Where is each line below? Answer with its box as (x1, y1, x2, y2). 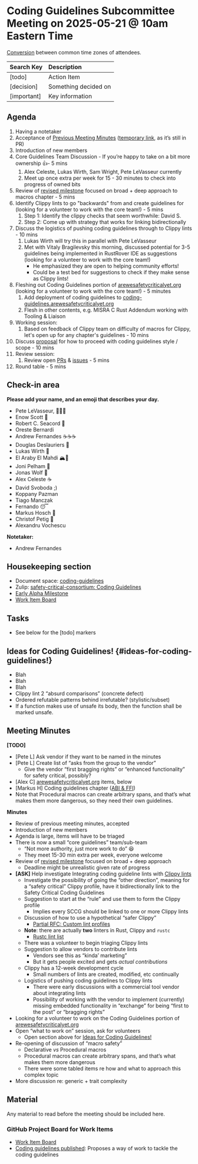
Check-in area (6, 380, 60, 390)
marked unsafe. (15, 709, 54, 716)
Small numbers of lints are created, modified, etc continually (32, 971, 179, 978)
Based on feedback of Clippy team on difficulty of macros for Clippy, (24, 325, 191, 332)
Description (48, 63, 82, 71)
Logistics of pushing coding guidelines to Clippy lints (24, 977, 153, 984)
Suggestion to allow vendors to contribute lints (24, 945, 137, 952)
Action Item (48, 73, 80, 81)
